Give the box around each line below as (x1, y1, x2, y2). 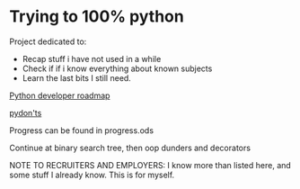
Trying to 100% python (9, 6, 184, 27)
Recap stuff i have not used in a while (22, 53, 162, 64)
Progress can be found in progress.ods (9, 124, 154, 136)
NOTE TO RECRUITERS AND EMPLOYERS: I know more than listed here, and (9, 159, 292, 170)
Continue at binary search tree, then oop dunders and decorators (9, 142, 251, 153)
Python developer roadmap (9, 90, 110, 101)
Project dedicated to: (9, 36, 87, 47)
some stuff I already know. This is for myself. (9, 169, 175, 180)
